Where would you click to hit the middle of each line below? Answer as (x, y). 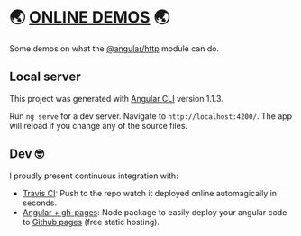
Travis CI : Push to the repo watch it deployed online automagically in (150, 193)
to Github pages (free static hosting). (91, 222)
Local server (45, 77)
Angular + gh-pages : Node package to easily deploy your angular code (155, 212)
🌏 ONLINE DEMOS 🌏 (90, 18)
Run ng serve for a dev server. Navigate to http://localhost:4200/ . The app (151, 116)
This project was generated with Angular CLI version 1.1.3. (116, 98)
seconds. (40, 203)
